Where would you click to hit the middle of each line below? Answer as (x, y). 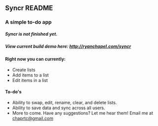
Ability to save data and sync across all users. (59, 108)
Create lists (24, 70)
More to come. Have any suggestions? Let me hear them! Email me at (83, 113)
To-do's (13, 91)
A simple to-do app (28, 22)
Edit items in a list (30, 81)
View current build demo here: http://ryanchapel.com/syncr (68, 46)
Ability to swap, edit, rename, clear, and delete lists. (64, 103)
